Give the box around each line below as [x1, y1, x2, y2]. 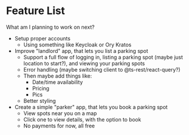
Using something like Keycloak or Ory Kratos [23, 41, 132, 48]
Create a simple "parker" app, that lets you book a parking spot [14, 103, 168, 110]
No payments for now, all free [23, 122, 95, 129]
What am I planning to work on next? [6, 23, 95, 31]
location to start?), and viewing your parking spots [23, 60, 145, 67]
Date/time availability [32, 78, 83, 86]
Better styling [23, 97, 56, 104]
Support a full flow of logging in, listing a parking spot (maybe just [23, 53, 183, 60]
